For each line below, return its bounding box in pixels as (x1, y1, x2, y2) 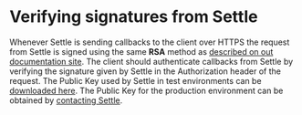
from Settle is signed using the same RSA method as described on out (9, 46, 274, 57)
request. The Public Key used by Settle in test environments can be (9, 75, 262, 86)
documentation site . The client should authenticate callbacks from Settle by (9, 56, 294, 67)
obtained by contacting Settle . (9, 94, 123, 106)
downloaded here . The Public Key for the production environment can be (9, 85, 284, 96)
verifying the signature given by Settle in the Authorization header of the (9, 66, 281, 77)
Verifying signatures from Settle (9, 6, 258, 27)
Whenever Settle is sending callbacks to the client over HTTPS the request (9, 37, 290, 47)
